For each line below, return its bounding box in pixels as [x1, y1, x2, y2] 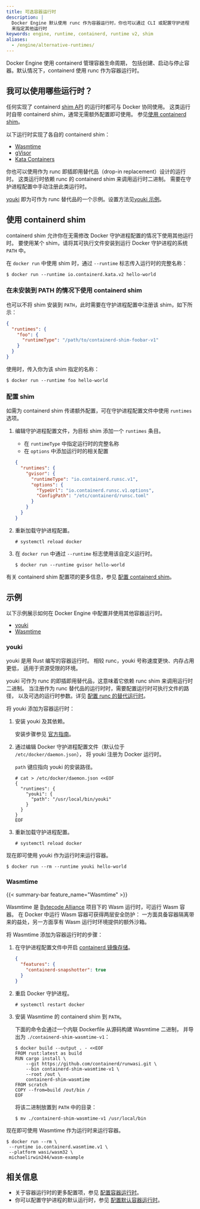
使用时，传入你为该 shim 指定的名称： [6, 365, 100, 372]
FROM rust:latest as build [14, 1050, 82, 1056]
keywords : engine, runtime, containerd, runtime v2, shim [6, 31, 153, 37]
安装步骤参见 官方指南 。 [14, 730, 75, 737]
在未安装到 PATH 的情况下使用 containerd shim [6, 286, 142, 295]
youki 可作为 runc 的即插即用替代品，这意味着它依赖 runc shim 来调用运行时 [6, 677, 193, 684]
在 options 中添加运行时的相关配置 [23, 447, 109, 455]
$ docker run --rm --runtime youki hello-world [6, 863, 127, 869]
